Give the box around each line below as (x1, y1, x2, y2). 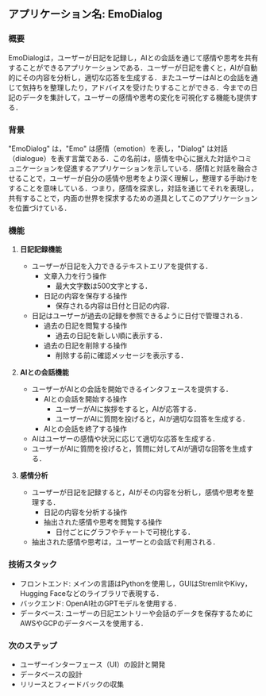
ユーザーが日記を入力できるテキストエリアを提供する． (31, 261, 213, 271)
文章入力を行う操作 (43, 271, 107, 281)
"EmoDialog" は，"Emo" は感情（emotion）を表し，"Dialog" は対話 (8, 144, 228, 153)
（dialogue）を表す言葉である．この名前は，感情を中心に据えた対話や (8, 153, 238, 163)
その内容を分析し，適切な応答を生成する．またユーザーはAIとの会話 (21, 72, 245, 82)
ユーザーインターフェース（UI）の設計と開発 (19, 659, 166, 669)
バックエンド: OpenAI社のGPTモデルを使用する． (19, 598, 181, 608)
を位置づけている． (8, 203, 71, 213)
